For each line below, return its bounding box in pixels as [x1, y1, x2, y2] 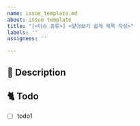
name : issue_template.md [7, 10, 78, 17]
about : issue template [7, 16, 72, 23]
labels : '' [7, 29, 38, 36]
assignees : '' [7, 35, 48, 42]
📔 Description [7, 66, 66, 78]
